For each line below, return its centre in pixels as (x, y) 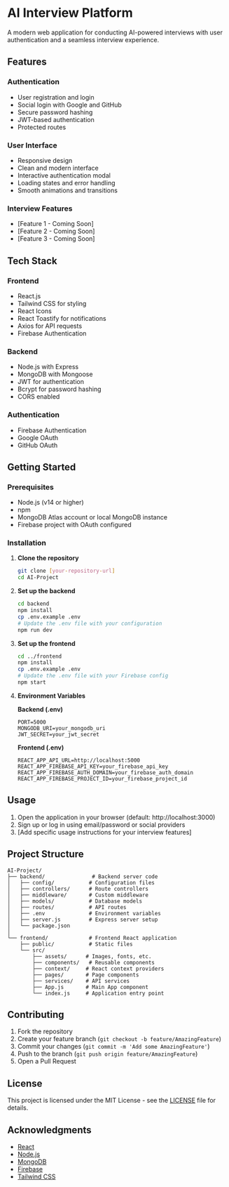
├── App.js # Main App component (91, 987)
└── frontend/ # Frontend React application (92, 938)
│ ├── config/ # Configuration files (81, 882)
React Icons (35, 311)
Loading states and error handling (66, 183)
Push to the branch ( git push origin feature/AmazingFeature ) (107, 1054)
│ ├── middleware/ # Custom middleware (78, 895)
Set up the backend (46, 591)
